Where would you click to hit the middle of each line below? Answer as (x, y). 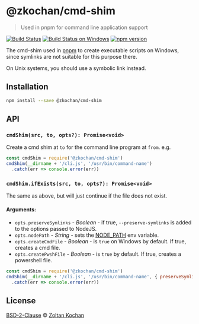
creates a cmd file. (37, 248)
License (21, 301)
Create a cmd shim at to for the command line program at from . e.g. (89, 147)
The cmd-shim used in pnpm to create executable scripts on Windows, (93, 50)
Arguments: (21, 209)
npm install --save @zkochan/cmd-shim (54, 100)
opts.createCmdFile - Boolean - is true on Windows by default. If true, (100, 242)
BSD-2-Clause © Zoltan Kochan (45, 315)
